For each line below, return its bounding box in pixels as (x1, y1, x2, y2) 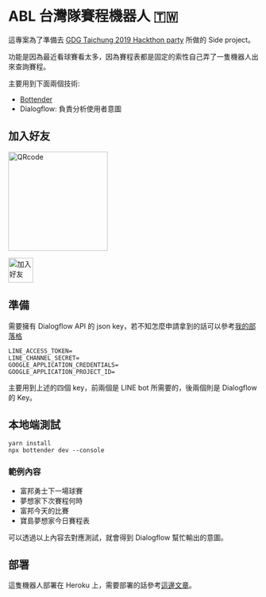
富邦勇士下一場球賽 (19, 486, 83, 495)
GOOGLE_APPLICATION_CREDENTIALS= (8, 360, 119, 369)
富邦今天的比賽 (19, 506, 69, 515)
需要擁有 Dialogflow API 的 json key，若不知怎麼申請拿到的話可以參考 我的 (8, 321, 249, 330)
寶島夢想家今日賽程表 (19, 515, 90, 525)
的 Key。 (8, 392, 37, 402)
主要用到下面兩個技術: (8, 79, 81, 88)
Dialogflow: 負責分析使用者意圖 (19, 104, 121, 114)
